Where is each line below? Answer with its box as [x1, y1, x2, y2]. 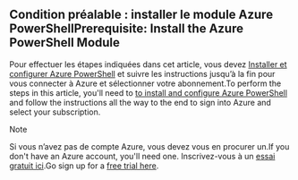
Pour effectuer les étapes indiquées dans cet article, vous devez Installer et [9, 58, 288, 70]
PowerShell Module [9, 35, 121, 50]
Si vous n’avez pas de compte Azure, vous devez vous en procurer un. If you [9, 141, 290, 151]
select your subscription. [9, 107, 101, 117]
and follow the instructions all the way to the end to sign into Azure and [9, 97, 271, 107]
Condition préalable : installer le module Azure [9, 7, 274, 22]
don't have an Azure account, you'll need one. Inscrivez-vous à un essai [9, 150, 276, 161]
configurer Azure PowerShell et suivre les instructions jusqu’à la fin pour [9, 68, 276, 79]
